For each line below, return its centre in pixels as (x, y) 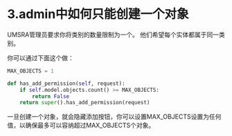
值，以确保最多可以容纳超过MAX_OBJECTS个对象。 (81, 126)
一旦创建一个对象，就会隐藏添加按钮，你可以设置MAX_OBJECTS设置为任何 (114, 117)
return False (51, 96)
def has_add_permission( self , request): (66, 84)
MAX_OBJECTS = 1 (30, 71)
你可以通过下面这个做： (41, 58)
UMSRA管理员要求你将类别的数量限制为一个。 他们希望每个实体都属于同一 (113, 35)
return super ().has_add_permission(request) (85, 103)
